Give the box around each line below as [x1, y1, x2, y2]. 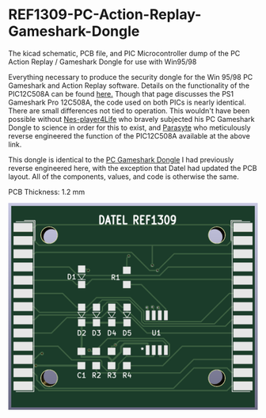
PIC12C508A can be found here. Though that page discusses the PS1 [8, 89, 234, 98]
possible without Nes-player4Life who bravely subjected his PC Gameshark [8, 114, 255, 123]
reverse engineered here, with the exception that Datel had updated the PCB [8, 163, 257, 173]
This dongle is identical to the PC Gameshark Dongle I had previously [8, 154, 234, 164]
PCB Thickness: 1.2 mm [8, 187, 85, 196]
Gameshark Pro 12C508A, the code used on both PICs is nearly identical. [8, 97, 247, 107]
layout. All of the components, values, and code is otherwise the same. [8, 172, 239, 181]
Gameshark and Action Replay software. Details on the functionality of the [8, 81, 250, 90]
